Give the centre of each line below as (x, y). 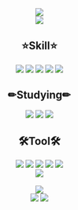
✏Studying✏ (39, 95)
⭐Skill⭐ (39, 46)
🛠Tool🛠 (39, 141)
